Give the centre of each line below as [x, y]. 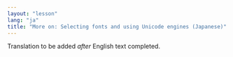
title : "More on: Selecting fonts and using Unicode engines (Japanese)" [117, 26]
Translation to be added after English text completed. [84, 47]
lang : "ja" [23, 20]
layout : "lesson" [33, 14]
